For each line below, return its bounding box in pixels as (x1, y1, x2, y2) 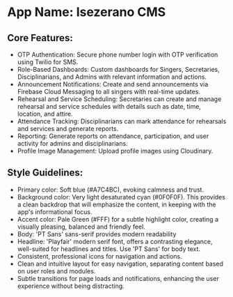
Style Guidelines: (7, 167, 83, 178)
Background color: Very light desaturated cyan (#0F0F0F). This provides (17, 192, 226, 201)
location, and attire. (17, 109, 73, 118)
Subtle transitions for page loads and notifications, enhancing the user (17, 274, 219, 282)
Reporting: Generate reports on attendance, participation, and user (17, 132, 209, 140)
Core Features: (7, 32, 73, 44)
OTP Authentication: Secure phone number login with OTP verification (17, 50, 218, 59)
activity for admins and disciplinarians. (17, 139, 128, 147)
